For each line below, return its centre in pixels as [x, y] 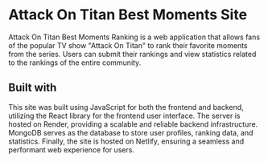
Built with [33, 88]
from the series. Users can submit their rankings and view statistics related [132, 54]
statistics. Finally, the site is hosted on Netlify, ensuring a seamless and [126, 141]
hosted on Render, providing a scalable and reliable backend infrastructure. [133, 124]
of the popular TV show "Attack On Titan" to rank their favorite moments [128, 45]
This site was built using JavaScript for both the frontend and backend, [126, 107]
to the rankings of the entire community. [75, 63]
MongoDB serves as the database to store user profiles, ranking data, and [131, 132]
